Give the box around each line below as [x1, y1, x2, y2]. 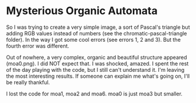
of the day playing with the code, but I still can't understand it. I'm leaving [6, 66, 185, 73]
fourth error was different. [6, 42, 70, 49]
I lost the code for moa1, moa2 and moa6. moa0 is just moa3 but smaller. [6, 90, 183, 97]
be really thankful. [6, 78, 50, 86]
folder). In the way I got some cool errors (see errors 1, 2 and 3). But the [6, 36, 181, 43]
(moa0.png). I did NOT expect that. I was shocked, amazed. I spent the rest [6, 60, 189, 67]
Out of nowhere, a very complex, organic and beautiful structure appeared [6, 54, 187, 61]
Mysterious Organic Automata [6, 4, 158, 18]
